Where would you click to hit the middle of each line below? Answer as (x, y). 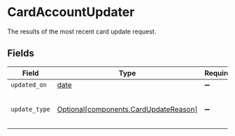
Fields (21, 53)
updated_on (29, 85)
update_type (31, 109)
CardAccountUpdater (71, 12)
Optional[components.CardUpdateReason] (127, 109)
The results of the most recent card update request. (82, 31)
